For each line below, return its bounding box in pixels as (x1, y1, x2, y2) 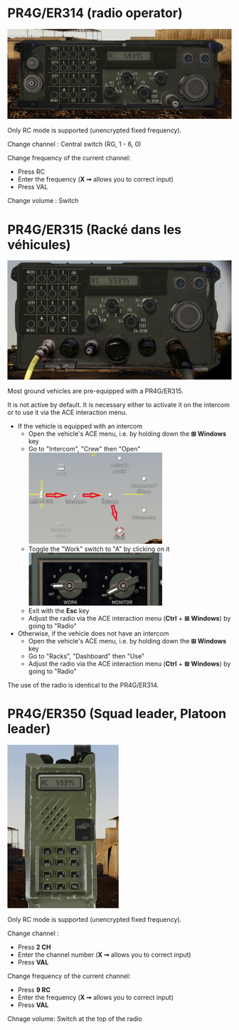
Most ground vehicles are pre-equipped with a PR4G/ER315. (7, 387, 184, 396)
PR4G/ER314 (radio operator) (7, 5, 183, 21)
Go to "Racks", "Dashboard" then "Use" (28, 652, 145, 661)
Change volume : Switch (7, 196, 79, 205)
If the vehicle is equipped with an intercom (17, 422, 143, 431)
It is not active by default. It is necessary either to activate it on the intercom (7, 401, 230, 409)
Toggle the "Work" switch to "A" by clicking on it (28, 545, 170, 553)
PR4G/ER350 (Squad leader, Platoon (7, 706, 226, 722)
